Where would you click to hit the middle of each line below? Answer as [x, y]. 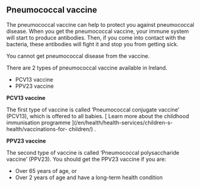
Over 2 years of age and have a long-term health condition [89, 177]
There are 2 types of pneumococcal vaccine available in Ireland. [87, 68]
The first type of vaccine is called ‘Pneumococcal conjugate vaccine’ [93, 110]
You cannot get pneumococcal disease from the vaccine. [78, 56]
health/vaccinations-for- [37, 129]
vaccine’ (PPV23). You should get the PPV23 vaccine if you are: [86, 159]
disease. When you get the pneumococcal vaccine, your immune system [98, 31]
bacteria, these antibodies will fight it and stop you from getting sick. [92, 44]
